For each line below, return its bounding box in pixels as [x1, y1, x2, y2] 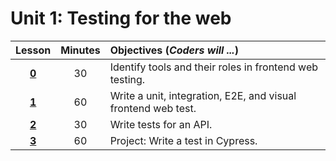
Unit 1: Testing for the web [10, 7, 232, 30]
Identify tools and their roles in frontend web [109, 60, 318, 74]
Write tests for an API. [109, 117, 213, 131]
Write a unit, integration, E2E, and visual [109, 88, 297, 102]
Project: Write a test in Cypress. [109, 133, 258, 147]
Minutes [60, 43, 101, 57]
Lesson [15, 43, 52, 57]
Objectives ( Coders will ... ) [109, 43, 239, 57]
